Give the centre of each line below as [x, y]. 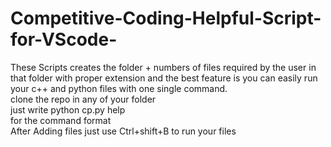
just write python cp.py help [68, 109]
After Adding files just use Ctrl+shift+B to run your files [123, 131]
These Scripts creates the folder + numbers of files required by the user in [163, 67]
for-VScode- [64, 39]
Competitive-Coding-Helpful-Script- [166, 18]
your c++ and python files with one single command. [119, 88]
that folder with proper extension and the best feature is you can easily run [164, 78]
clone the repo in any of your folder [83, 99]
